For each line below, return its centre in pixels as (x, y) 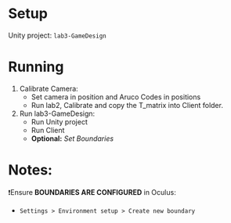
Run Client (48, 130)
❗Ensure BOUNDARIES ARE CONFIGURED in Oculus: (92, 192)
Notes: (31, 170)
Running (36, 67)
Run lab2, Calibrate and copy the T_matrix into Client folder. (127, 105)
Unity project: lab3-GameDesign (58, 35)
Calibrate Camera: (49, 88)
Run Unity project (59, 121)
